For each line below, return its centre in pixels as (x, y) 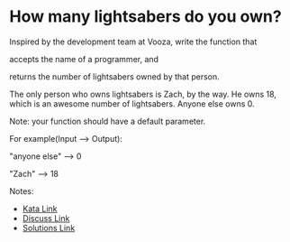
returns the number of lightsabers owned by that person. (115, 76)
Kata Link (40, 209)
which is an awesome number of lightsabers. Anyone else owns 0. (132, 103)
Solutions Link (49, 228)
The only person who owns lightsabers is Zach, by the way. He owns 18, (143, 94)
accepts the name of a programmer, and (84, 59)
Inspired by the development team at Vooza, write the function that (133, 42)
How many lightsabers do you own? (145, 17)
